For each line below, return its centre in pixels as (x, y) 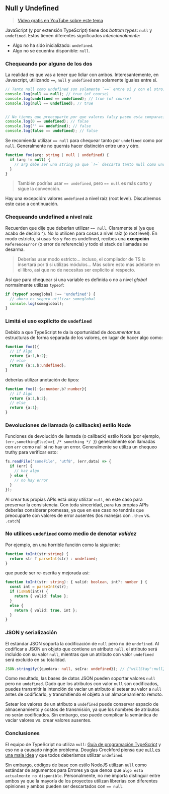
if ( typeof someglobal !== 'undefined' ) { (50, 294)
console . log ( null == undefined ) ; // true (49, 103)
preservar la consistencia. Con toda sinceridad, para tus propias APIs (77, 505)
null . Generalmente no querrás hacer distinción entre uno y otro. (72, 146)
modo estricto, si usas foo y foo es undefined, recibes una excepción (77, 238)
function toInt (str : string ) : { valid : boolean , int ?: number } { (76, 582)
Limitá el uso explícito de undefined (49, 321)
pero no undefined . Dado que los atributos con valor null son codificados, (82, 684)
